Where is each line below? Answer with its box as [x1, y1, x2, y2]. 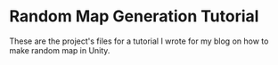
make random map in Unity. [9, 45, 110, 55]
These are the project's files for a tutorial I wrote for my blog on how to [9, 36, 269, 46]
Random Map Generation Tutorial [9, 6, 259, 27]
